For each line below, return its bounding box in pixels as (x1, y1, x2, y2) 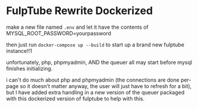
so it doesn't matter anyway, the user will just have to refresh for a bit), (20, 82, 192, 89)
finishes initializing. (6, 65, 53, 72)
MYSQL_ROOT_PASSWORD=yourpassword (6, 29, 111, 36)
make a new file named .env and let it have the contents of (6, 23, 149, 31)
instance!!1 (6, 47, 33, 54)
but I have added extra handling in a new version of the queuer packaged (6, 89, 185, 96)
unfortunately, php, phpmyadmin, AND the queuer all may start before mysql (6, 59, 192, 66)
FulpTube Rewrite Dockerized (6, 4, 153, 18)
